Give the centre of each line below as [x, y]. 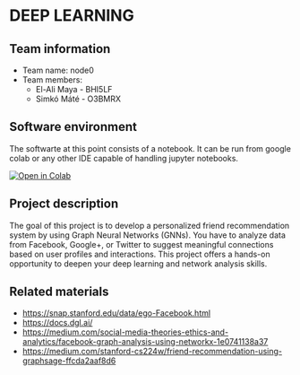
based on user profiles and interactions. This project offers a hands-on [140, 254]
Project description [64, 204]
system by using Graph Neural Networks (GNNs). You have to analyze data [148, 235]
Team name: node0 [58, 70]
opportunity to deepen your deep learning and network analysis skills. [138, 263]
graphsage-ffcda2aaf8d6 [69, 361]
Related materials [59, 292]
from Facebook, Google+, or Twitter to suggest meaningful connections [141, 244]
